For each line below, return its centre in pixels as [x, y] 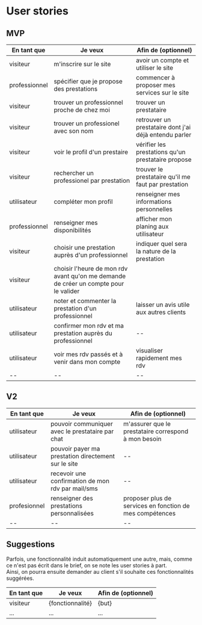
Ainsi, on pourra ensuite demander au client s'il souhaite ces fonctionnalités [100, 571]
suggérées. [20, 578]
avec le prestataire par [82, 431]
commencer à [156, 78]
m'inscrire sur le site [82, 64]
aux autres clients [161, 312]
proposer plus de [147, 498]
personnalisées [72, 513]
